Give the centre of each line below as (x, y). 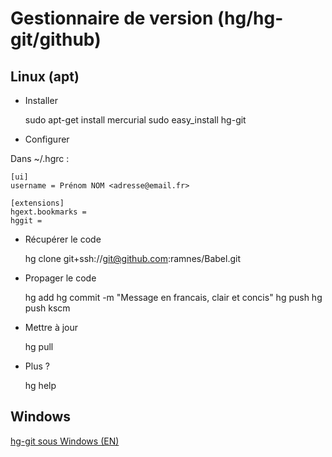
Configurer (47, 139)
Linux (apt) (45, 76)
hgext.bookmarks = (48, 212)
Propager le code (60, 278)
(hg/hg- (250, 18)
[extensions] (37, 203)
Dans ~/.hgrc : (40, 158)
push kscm (47, 308)
